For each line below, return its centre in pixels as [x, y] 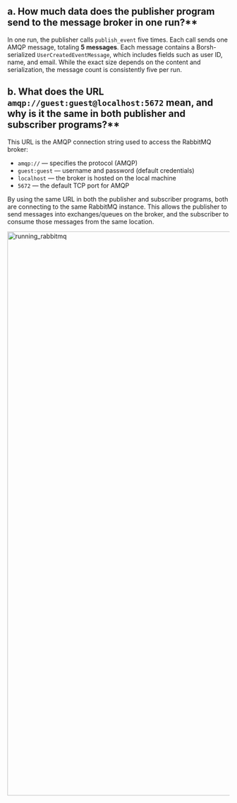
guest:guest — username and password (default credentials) [106, 170]
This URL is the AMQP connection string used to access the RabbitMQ [109, 142]
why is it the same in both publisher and [96, 114]
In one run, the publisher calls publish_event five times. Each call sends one [117, 39]
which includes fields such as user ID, [168, 54]
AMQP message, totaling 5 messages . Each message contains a [101, 47]
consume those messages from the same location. [81, 221]
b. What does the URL [56, 92]
